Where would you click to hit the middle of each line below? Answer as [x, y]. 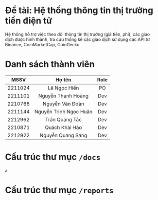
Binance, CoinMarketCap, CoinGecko [42, 44]
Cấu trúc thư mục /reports [59, 190]
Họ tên [63, 79]
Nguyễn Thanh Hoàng [63, 96]
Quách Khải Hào [63, 127]
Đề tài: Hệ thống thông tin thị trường [79, 10]
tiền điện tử [29, 21]
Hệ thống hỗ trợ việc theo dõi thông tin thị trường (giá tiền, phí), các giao [78, 34]
